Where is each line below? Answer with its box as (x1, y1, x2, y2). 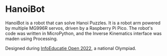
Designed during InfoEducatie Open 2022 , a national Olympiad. (5, 45, 137, 51)
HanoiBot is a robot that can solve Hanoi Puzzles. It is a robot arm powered (5, 20, 161, 26)
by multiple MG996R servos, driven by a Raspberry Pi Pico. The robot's (5, 25, 153, 31)
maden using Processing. (5, 36, 58, 42)
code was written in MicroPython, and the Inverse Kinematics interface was (5, 30, 162, 36)
